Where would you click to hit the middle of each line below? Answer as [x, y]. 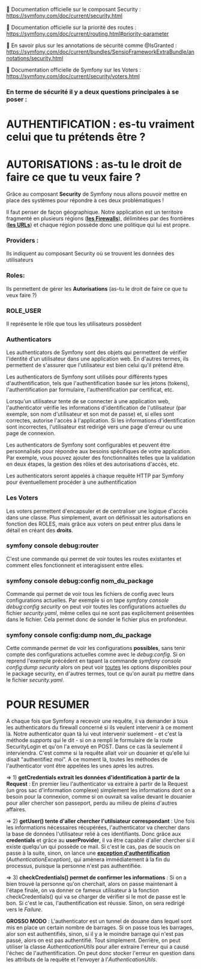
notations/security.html [35, 58]
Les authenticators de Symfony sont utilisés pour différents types [87, 377]
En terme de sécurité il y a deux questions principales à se [92, 91]
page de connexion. [31, 433]
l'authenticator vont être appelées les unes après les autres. [80, 766]
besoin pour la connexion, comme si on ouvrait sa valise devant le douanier [99, 797]
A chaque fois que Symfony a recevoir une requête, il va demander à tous [97, 721]
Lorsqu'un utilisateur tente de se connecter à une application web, [88, 401]
